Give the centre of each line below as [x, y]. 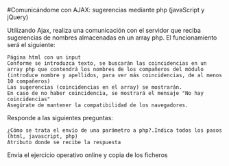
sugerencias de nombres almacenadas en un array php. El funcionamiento [112, 38]
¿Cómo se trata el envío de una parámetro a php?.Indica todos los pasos [115, 130]
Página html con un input [44, 57]
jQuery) [18, 17]
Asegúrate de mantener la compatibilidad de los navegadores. [98, 105]
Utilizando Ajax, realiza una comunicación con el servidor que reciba [104, 30]
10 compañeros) [29, 81]
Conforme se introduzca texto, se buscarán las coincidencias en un [107, 64]
